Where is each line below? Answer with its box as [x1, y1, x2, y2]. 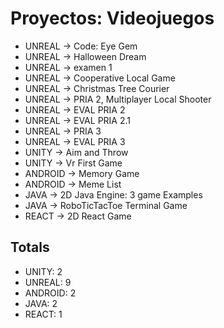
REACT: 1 [24, 308, 63, 320]
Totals [10, 239, 50, 256]
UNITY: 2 [24, 265, 63, 277]
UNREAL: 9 [24, 276, 72, 288]
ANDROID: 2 [24, 287, 77, 299]
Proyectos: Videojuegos [10, 7, 215, 30]
